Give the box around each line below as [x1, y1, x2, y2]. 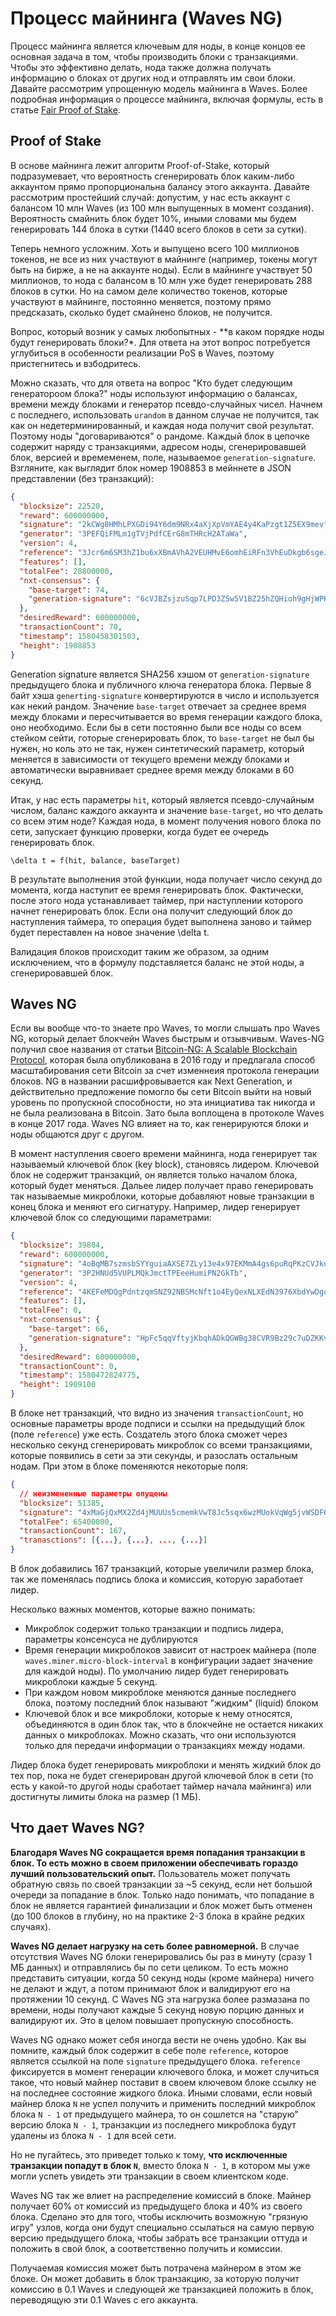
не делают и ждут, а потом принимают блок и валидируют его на [10, 1982, 291, 1994]
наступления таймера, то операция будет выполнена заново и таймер [10, 915, 312, 927]
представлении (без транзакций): [10, 472, 154, 484]
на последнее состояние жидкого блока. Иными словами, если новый [10, 2087, 313, 2099]
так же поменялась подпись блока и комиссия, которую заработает [10, 1573, 304, 1586]
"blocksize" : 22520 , [19, 501, 105, 511]
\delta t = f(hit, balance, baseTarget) [10, 855, 182, 866]
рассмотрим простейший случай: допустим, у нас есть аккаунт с [10, 191, 291, 203]
